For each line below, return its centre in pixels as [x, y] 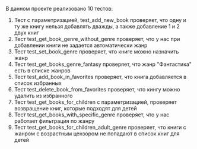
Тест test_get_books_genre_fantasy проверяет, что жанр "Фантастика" [103, 64]
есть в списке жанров [42, 70]
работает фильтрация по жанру [54, 121]
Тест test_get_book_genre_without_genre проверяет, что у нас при [97, 39]
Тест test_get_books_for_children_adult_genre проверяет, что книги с [100, 127]
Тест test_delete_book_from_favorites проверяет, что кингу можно [97, 89]
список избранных [38, 83]
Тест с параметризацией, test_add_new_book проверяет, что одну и [100, 20]
